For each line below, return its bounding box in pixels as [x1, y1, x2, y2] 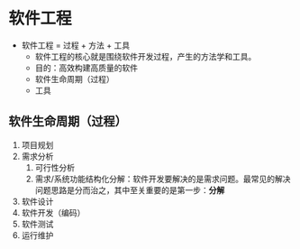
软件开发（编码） [21, 207, 86, 217]
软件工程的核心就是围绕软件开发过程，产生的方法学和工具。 [34, 51, 257, 61]
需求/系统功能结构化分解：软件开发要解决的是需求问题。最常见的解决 [34, 173, 291, 184]
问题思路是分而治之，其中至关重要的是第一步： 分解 [34, 184, 225, 195]
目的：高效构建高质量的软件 [34, 62, 139, 73]
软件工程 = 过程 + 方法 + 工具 [21, 40, 131, 51]
